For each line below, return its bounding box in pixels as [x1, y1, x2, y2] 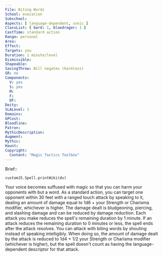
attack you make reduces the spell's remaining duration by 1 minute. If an [5, 215, 152, 221]
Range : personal [5, 35, 38, 40]
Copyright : [5, 148, 27, 153]
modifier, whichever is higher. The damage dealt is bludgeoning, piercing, [5, 205, 153, 211]
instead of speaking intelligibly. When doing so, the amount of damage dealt [5, 231, 158, 236]
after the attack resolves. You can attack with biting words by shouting [5, 225, 147, 231]
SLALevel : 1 [5, 107, 29, 112]
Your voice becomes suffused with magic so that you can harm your [5, 184, 143, 190]
